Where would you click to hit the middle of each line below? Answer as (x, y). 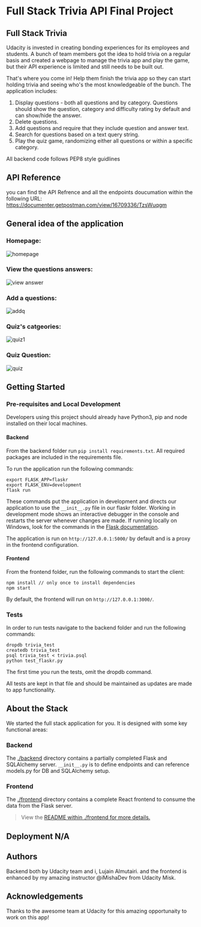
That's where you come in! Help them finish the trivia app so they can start (98, 78)
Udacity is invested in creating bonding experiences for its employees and (98, 47)
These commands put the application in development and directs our (91, 501)
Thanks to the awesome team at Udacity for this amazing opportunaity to (97, 911)
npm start (19, 588)
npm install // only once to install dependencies (71, 583)
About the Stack (37, 709)
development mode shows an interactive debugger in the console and (93, 514)
